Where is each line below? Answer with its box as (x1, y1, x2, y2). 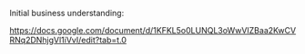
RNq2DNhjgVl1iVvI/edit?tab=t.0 (9, 35, 127, 45)
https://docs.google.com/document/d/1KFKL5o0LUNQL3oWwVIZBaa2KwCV (9, 25, 297, 35)
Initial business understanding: (9, 8, 125, 18)
